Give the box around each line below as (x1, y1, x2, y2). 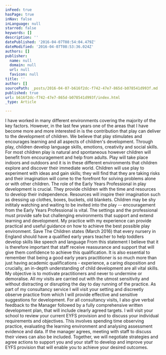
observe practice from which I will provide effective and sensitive (5, 291, 138, 298)
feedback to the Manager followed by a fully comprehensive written (5, 302, 143, 308)
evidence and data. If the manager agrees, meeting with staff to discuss (5, 329, 152, 335)
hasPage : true (5, 12, 35, 17)
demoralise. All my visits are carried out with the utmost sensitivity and (5, 276, 149, 282)
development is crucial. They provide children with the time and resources (5, 186, 156, 192)
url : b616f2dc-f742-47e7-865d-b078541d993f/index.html (5, 95, 121, 100)
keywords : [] (5, 30, 32, 35)
